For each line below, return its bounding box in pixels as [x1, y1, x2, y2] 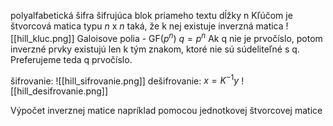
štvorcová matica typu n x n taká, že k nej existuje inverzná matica [10, 20, 284, 32]
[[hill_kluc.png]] [10, 32, 75, 44]
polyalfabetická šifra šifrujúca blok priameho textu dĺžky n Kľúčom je [10, 10, 293, 21]
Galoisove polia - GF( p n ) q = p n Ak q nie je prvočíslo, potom [76, 31, 323, 44]
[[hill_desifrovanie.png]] [10, 85, 109, 97]
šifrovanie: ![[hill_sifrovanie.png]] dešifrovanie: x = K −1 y [10, 73, 240, 87]
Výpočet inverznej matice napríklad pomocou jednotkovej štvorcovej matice [10, 105, 323, 117]
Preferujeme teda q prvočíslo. [10, 53, 133, 65]
